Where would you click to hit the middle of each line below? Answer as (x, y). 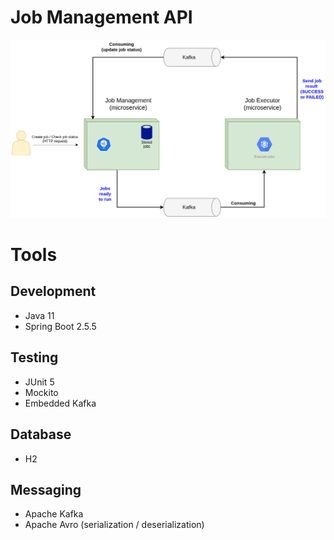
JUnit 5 (39, 382)
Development (53, 291)
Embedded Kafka (60, 403)
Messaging (46, 489)
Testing (34, 357)
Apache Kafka (54, 514)
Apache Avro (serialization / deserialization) (114, 525)
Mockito (41, 392)
